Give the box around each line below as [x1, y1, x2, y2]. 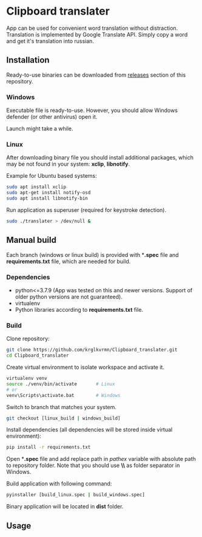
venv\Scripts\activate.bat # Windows [6, 392, 121, 398]
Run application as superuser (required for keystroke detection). [6, 206, 167, 214]
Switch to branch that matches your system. [6, 403, 117, 410]
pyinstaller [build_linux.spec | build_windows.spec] [6, 492, 146, 498]
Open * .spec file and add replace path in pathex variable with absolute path [6, 455, 196, 463]
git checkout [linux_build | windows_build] [6, 415, 121, 421]
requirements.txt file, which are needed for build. [6, 258, 131, 265]
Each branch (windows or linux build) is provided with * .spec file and [6, 251, 179, 258]
